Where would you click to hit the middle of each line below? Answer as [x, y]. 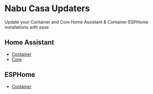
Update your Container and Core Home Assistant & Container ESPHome [76, 22]
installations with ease [27, 27]
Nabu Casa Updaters [47, 9]
